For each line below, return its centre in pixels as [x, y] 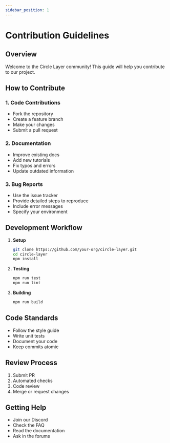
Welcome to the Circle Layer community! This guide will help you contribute [85, 67]
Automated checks [33, 381]
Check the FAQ [28, 425]
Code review [26, 386]
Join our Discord [30, 420]
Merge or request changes [41, 391]
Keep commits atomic [36, 347]
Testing [21, 269]
